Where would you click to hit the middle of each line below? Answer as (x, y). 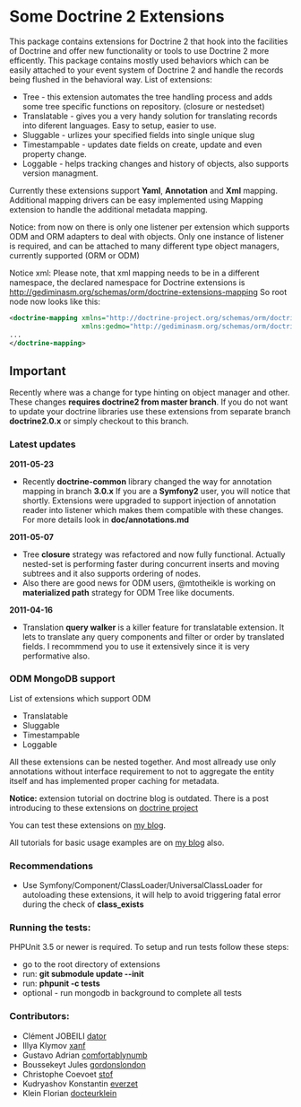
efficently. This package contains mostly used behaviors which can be (139, 60)
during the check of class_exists (83, 904)
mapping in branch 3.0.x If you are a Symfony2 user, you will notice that (156, 491)
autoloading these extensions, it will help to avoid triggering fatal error (151, 895)
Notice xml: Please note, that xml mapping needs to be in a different (134, 273)
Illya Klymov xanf (54, 1045)
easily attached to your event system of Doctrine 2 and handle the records (146, 70)
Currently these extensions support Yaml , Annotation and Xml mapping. (143, 190)
